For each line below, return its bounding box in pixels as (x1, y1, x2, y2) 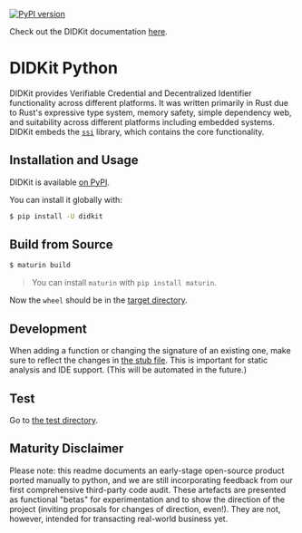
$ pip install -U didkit (9, 211, 103, 221)
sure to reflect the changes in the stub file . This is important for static (9, 354, 268, 366)
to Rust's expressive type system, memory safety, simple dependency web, (9, 107, 292, 118)
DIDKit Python (9, 58, 118, 79)
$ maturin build (9, 261, 71, 270)
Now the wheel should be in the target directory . (9, 295, 188, 305)
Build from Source (9, 237, 113, 253)
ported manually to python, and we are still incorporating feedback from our (9, 474, 293, 485)
